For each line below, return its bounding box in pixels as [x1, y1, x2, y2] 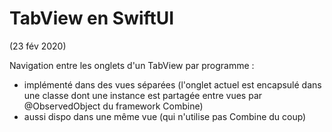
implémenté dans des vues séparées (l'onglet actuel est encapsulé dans [23, 78, 322, 91]
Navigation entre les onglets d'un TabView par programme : [9, 59, 255, 71]
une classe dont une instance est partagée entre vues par [23, 89, 263, 101]
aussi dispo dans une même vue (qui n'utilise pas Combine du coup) [23, 110, 307, 122]
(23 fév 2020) [9, 40, 67, 52]
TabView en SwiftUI [9, 7, 175, 30]
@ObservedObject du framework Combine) [23, 100, 204, 112]
